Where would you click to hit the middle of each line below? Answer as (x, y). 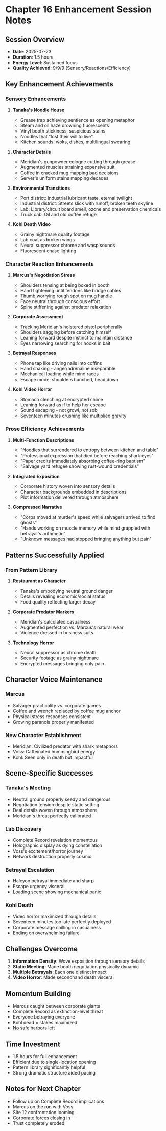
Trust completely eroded (39, 1123)
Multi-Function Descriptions (43, 440)
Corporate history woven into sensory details (68, 486)
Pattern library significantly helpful (49, 1067)
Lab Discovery (23, 829)
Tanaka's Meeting (28, 788)
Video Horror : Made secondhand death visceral (63, 977)
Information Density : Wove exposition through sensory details (78, 961)
